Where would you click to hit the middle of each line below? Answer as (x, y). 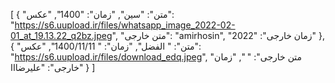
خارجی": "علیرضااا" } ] (53, 67)
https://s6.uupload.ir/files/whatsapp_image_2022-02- (125, 25)
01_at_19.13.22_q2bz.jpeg (61, 35)
